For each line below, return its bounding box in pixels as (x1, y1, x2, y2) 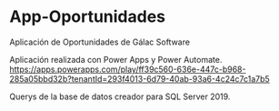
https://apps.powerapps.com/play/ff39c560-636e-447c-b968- (9, 64, 246, 75)
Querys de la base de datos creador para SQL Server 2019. (9, 91, 231, 102)
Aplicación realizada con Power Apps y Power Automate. (9, 54, 223, 65)
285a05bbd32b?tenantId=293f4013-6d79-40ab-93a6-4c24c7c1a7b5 (9, 73, 270, 84)
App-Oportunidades (9, 6, 166, 27)
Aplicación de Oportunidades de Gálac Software (9, 36, 191, 47)
